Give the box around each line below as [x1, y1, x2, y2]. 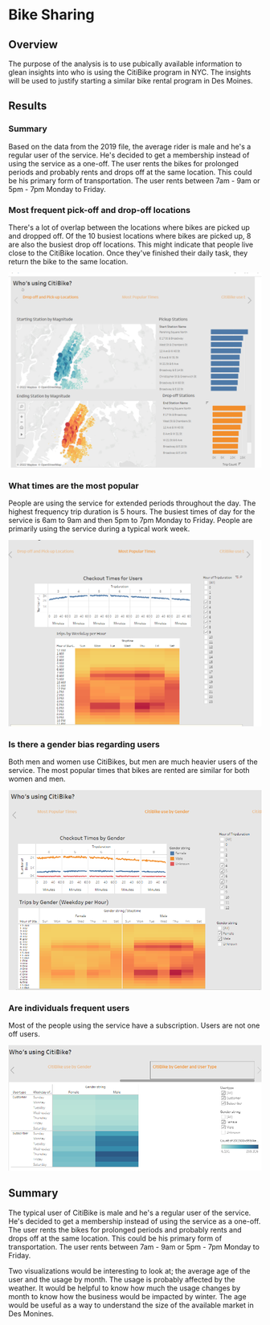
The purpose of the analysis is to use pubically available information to [8, 59, 243, 68]
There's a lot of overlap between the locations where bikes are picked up [8, 223, 251, 232]
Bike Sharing [8, 6, 95, 24]
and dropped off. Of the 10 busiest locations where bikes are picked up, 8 [8, 231, 252, 240]
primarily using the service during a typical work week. [8, 524, 190, 534]
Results [8, 99, 47, 113]
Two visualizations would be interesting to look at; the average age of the [8, 1266, 251, 1275]
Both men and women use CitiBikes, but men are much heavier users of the [8, 757, 259, 767]
